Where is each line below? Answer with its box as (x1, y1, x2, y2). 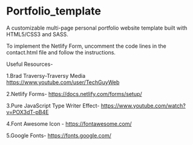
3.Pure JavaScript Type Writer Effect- (6, 101, 100, 109)
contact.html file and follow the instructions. (6, 48, 116, 56)
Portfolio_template (6, 4, 102, 18)
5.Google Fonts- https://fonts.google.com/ (6, 132, 112, 139)
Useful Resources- (6, 60, 53, 68)
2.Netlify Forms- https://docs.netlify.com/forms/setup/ (6, 90, 142, 97)
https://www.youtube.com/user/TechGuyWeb (6, 79, 120, 86)
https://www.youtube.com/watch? (100, 101, 186, 109)
